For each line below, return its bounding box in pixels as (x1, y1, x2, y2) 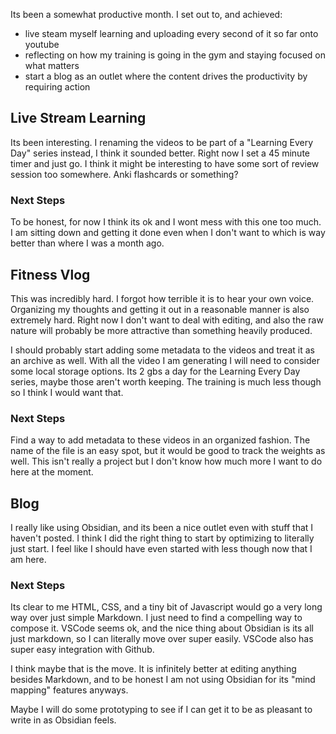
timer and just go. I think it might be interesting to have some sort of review (10, 157, 320, 169)
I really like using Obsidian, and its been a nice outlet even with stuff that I (10, 522, 314, 534)
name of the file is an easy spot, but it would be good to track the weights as (10, 445, 326, 457)
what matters (24, 60, 80, 71)
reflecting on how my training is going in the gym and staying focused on (24, 49, 326, 61)
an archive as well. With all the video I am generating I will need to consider (10, 354, 320, 366)
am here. (10, 554, 47, 566)
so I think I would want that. (10, 386, 124, 398)
